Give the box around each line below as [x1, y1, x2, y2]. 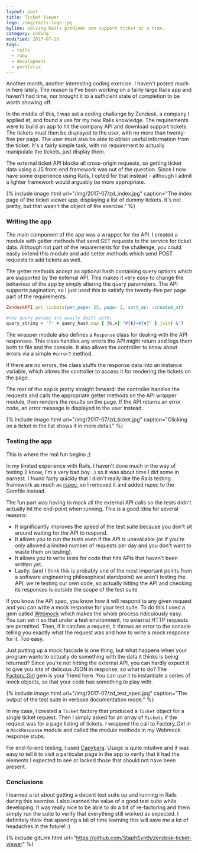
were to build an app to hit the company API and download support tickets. [6, 123, 188, 130]
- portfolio [11, 63, 41, 70]
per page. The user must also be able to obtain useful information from [17, 136, 189, 143]
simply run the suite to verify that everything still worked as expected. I [6, 810, 179, 817]
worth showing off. [6, 99, 52, 106]
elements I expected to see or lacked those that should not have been [6, 756, 176, 763]
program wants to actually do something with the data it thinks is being [6, 653, 179, 660]
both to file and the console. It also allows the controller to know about [6, 344, 177, 351]
